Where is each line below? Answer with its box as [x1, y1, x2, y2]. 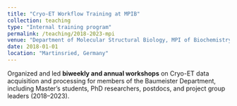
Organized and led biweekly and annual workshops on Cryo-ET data [7, 69, 209, 78]
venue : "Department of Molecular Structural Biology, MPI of [7, 37, 191, 44]
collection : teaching [7, 17, 71, 24]
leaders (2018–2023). [7, 91, 70, 100]
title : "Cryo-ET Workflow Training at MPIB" [7, 10, 140, 18]
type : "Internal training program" [7, 23, 112, 30]
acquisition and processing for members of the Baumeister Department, [7, 76, 217, 85]
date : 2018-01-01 [7, 43, 59, 50]
